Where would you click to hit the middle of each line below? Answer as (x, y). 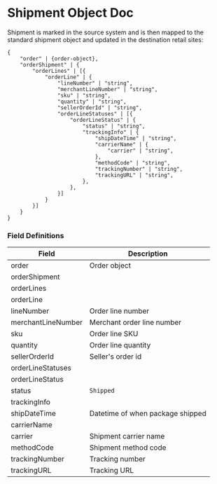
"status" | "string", (114, 126)
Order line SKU (114, 334)
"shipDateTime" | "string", (136, 138)
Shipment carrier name (127, 436)
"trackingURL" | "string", (134, 175)
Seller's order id (115, 357)
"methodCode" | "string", (133, 163)
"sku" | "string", (84, 95)
